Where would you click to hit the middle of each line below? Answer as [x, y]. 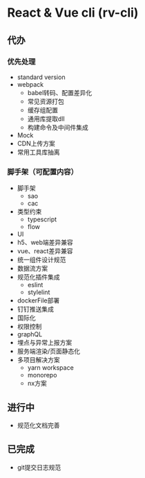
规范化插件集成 [38, 277]
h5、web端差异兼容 [45, 242]
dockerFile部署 [38, 300]
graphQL [30, 334]
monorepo [42, 375]
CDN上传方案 [36, 143]
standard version [41, 77]
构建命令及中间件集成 [58, 127]
